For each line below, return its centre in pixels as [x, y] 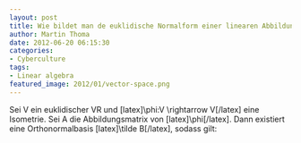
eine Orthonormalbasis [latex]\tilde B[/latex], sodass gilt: [113, 128]
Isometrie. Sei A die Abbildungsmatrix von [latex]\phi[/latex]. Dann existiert [147, 119]
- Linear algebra [42, 76]
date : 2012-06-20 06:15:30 [60, 42]
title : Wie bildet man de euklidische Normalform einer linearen [133, 26]
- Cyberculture [38, 59]
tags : [19, 68]
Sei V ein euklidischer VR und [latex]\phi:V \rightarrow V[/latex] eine [134, 109]
